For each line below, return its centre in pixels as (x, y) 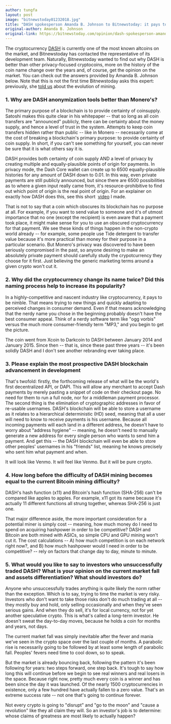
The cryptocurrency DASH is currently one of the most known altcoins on (82, 48)
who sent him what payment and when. (47, 452)
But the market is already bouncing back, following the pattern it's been (80, 663)
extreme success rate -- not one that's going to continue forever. (73, 695)
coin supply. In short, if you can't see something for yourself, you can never (84, 143)
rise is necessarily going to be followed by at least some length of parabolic (84, 647)
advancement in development (43, 370)
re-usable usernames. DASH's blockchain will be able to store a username (83, 408)
